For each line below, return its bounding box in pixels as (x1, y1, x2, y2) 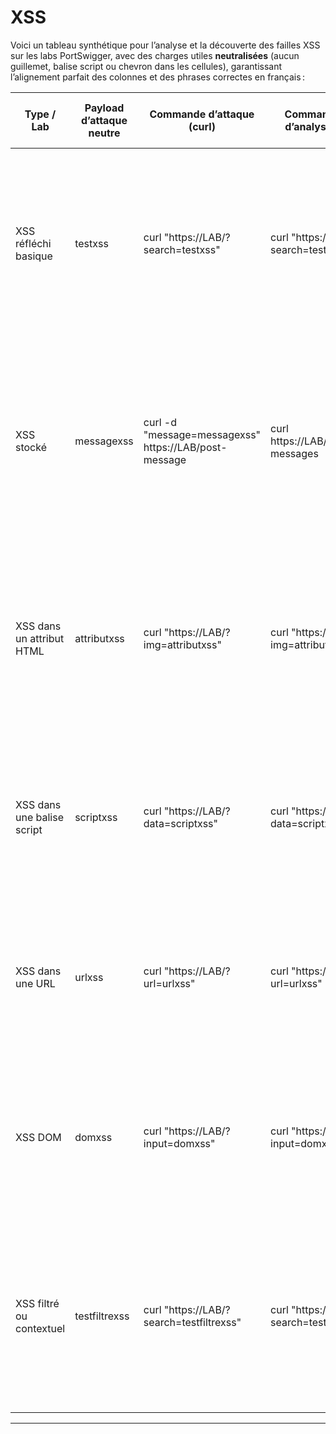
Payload (84, 101, 125, 115)
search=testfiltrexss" (143, 1315, 242, 1329)
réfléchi (15, 236, 52, 250)
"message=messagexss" (143, 427, 262, 441)
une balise (15, 810, 64, 824)
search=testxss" (143, 242, 221, 256)
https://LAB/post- (143, 440, 228, 454)
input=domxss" (143, 1136, 216, 1150)
